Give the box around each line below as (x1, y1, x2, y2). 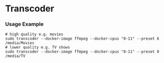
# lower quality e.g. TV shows (5, 45, 70, 50)
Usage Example (5, 21, 44, 28)
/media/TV (5, 54, 26, 59)
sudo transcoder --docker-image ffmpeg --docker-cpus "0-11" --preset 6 (5, 36, 160, 41)
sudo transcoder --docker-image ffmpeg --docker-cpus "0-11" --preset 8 (5, 49, 160, 55)
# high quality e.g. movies (5, 32, 64, 37)
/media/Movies (5, 41, 35, 46)
